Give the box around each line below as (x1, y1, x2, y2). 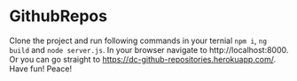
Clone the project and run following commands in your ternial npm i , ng (9, 35, 268, 46)
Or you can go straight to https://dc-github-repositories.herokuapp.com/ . (9, 54, 277, 64)
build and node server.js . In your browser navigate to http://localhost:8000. (9, 44, 289, 55)
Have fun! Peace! (9, 63, 73, 74)
